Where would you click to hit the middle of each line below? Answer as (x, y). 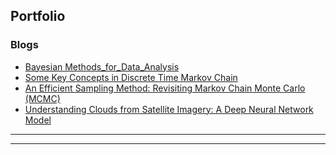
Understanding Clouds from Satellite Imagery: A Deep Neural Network (169, 109)
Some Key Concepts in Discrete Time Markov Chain (131, 77)
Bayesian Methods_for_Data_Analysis (102, 66)
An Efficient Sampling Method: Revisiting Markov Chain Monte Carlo (165, 88)
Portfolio (38, 16)
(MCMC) (42, 98)
